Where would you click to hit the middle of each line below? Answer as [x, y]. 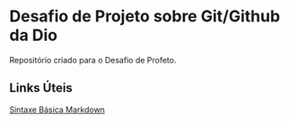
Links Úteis [41, 88]
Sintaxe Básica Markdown [57, 110]
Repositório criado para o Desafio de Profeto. [93, 60]
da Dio [34, 35]
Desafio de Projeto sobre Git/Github [145, 16]
